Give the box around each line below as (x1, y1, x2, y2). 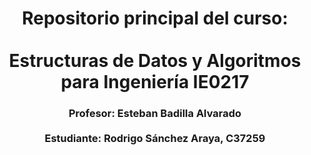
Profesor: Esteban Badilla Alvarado (68, 107, 242, 121)
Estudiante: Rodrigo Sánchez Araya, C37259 (44, 132, 266, 146)
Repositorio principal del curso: (21, 7, 289, 30)
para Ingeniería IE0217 (60, 71, 250, 94)
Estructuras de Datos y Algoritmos (8, 50, 302, 72)
